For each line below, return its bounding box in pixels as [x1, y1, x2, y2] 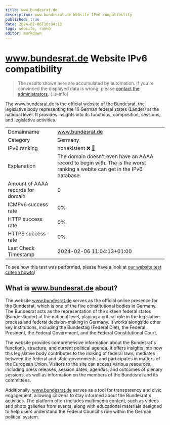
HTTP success [8, 216, 43, 223]
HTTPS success [8, 230, 46, 237]
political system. [5, 413, 39, 420]
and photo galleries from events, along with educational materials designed [5, 403, 162, 409]
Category [8, 136, 30, 143]
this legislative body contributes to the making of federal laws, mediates [5, 350, 155, 356]
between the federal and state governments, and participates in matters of [5, 355, 160, 362]
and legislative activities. [5, 117, 57, 123]
